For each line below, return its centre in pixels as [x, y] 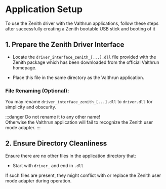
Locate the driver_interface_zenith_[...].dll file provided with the [84, 57]
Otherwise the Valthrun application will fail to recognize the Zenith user [79, 122]
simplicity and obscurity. [31, 107]
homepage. [25, 67]
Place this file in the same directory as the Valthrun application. [78, 78]
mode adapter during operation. [38, 180]
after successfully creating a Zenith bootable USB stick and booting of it [80, 28]
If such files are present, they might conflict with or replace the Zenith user [83, 175]
